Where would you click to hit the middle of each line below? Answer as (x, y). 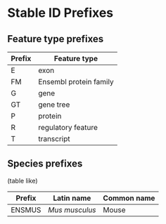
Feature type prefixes (56, 39)
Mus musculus (72, 210)
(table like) (23, 180)
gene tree (54, 105)
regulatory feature (68, 127)
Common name (129, 198)
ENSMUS (26, 210)
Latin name (72, 198)
